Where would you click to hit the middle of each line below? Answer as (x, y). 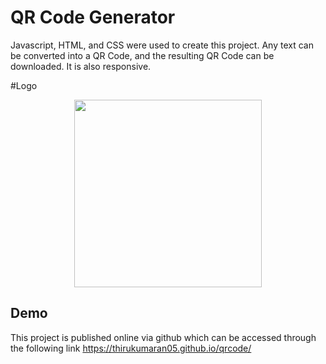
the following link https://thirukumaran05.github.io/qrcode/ (131, 348)
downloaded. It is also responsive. (81, 66)
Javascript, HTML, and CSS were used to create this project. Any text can (162, 45)
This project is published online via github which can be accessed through (163, 337)
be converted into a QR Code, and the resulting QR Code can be (142, 55)
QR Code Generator (93, 17)
